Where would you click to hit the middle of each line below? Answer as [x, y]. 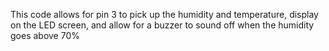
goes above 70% [45, 35]
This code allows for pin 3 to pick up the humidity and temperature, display [164, 14]
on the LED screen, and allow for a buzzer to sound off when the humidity [162, 25]
